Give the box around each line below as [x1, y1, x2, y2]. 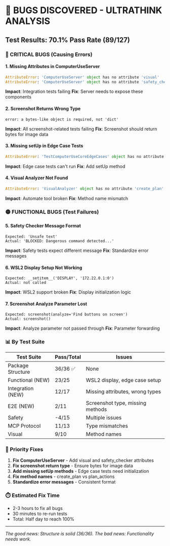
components [5, 94, 32, 100]
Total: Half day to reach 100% [12, 516, 75, 522]
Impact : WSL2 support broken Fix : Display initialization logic [5, 289, 132, 295]
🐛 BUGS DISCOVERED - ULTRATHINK [5, 5, 162, 16]
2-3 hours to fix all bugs [12, 505, 63, 511]
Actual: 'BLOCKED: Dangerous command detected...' [5, 238, 114, 243]
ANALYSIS [5, 15, 51, 27]
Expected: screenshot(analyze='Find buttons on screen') [5, 312, 128, 317]
